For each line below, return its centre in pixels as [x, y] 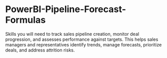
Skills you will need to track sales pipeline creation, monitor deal [72, 34]
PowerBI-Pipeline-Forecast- [66, 9]
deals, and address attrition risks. [40, 50]
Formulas [25, 20]
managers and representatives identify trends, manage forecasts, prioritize [83, 44]
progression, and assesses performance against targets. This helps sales [82, 39]
